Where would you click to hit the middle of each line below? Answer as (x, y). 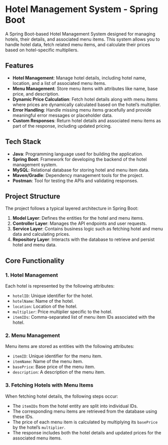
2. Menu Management (33, 335)
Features (19, 66)
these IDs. (23, 416)
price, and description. (36, 94)
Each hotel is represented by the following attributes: (60, 286)
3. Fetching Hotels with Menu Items (49, 385)
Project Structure (33, 196)
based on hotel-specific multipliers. (42, 50)
